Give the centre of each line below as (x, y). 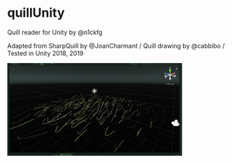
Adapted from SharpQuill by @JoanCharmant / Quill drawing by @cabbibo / (116, 45)
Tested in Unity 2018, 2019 (45, 53)
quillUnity (36, 13)
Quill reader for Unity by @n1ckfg (55, 32)
